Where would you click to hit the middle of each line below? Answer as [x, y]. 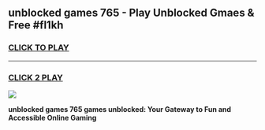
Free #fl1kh [36, 26]
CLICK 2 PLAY [35, 77]
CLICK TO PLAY [39, 48]
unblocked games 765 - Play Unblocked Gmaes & [131, 13]
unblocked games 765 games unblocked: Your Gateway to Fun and [119, 109]
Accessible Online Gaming [52, 117]
